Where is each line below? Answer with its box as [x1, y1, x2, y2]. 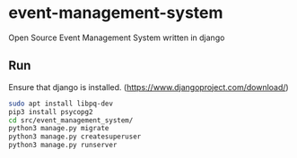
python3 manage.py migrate [8, 124, 109, 133]
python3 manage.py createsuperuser [8, 132, 142, 141]
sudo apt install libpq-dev [8, 99, 114, 108]
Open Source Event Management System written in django [8, 32, 225, 43]
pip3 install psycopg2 [8, 107, 93, 116]
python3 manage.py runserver [8, 141, 118, 150]
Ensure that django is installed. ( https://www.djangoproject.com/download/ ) [8, 81, 289, 92]
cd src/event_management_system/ [8, 115, 134, 125]
